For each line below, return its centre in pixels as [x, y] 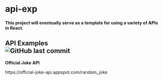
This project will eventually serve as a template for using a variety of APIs [81, 22]
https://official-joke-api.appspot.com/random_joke [56, 72]
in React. [14, 28]
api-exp [21, 9]
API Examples [27, 43]
